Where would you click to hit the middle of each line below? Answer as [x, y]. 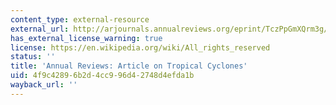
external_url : [40, 29]
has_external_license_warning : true [86, 38]
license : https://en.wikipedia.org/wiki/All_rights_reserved [140, 47]
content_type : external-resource [80, 19]
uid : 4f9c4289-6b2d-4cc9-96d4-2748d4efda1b [102, 76]
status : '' [33, 57]
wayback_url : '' [44, 85]
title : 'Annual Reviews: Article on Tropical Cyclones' [129, 66]
